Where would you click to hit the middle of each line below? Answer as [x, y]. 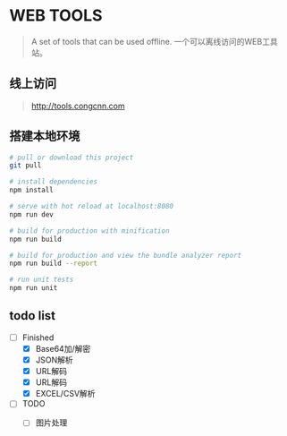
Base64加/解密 [63, 348]
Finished [38, 338]
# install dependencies [54, 182]
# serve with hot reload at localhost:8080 [92, 207]
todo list [33, 316]
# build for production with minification [89, 231]
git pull [25, 166]
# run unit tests [42, 280]
